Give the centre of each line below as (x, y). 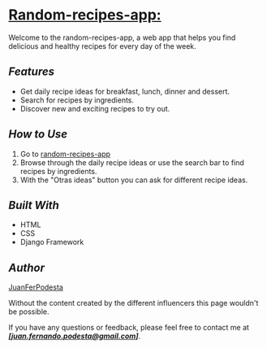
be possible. (29, 312)
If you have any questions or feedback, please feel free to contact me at (129, 328)
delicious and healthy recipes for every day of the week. (102, 46)
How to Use (38, 135)
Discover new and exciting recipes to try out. (95, 108)
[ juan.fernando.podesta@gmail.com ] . (75, 336)
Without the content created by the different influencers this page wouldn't (133, 303)
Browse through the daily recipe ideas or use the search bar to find (132, 162)
